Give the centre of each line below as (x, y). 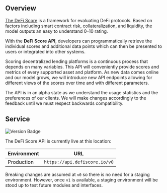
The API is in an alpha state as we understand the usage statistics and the (82, 92)
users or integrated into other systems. (46, 51)
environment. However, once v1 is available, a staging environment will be (82, 180)
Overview (21, 8)
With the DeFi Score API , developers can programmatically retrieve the (79, 41)
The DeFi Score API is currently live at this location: (58, 141)
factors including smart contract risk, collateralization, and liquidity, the (79, 26)
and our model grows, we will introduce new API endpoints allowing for (79, 77)
